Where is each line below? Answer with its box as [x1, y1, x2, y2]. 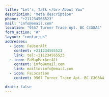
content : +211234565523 [14, 48, 63, 53]
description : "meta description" [5, 12, 74, 17]
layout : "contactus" [5, 35, 48, 40]
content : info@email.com [14, 62, 65, 67]
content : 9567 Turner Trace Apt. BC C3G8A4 [14, 75, 105, 80]
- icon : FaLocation [9, 71, 50, 76]
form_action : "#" [5, 30, 41, 35]
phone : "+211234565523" [5, 16, 54, 21]
